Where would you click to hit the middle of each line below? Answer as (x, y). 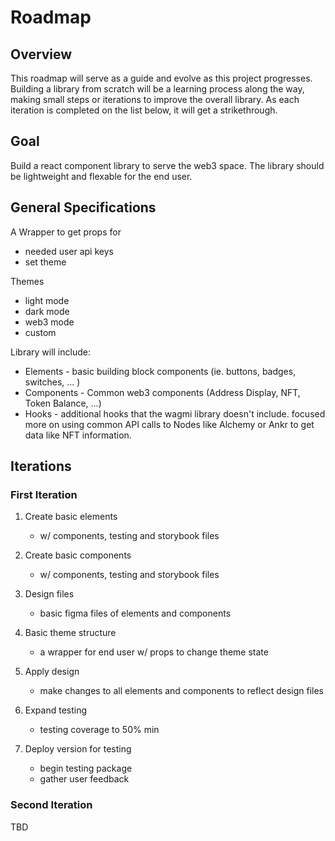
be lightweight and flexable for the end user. (101, 176)
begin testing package (86, 768)
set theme (45, 262)
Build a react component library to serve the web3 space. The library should (167, 165)
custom (40, 332)
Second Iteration (51, 805)
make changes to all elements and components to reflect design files (182, 691)
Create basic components (78, 555)
